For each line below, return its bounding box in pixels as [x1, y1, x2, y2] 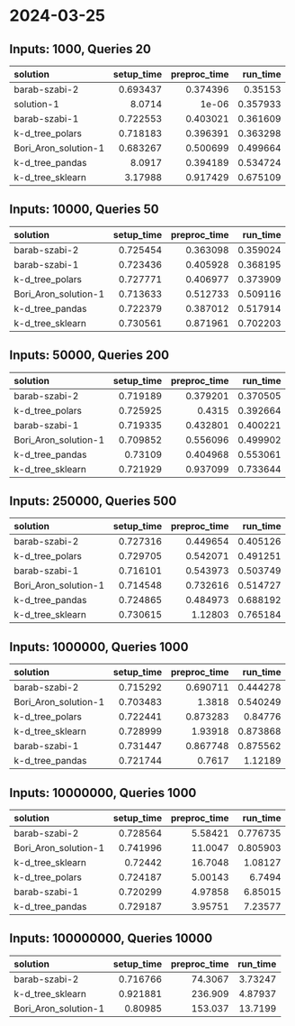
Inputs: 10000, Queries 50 [9, 202, 159, 217]
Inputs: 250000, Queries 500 [9, 493, 177, 509]
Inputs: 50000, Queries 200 [9, 348, 170, 363]
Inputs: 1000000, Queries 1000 [9, 639, 189, 655]
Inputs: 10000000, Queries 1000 [9, 785, 197, 801]
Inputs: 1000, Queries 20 [9, 41, 151, 57]
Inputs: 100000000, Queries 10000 [9, 930, 213, 947]
